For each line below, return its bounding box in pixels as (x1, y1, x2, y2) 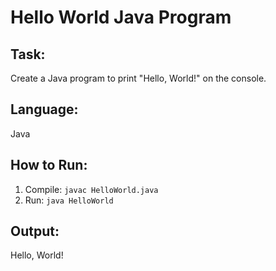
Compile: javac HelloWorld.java (24, 183, 159, 195)
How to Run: (10, 157, 88, 174)
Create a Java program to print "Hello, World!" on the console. (10, 72, 267, 84)
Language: (10, 101, 79, 118)
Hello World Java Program (10, 6, 232, 29)
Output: (10, 223, 60, 240)
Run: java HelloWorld (24, 194, 114, 206)
